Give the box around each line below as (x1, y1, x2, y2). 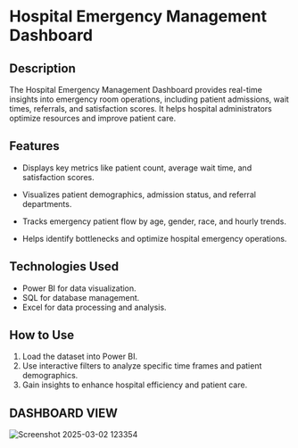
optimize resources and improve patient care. (9, 113, 177, 123)
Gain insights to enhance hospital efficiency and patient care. (21, 379, 248, 390)
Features (9, 138, 60, 153)
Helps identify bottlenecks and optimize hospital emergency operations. (21, 233, 287, 244)
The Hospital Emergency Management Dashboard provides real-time (9, 85, 263, 95)
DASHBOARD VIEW (9, 405, 119, 420)
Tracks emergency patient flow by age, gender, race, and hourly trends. (21, 216, 287, 227)
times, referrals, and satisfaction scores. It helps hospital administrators (9, 104, 272, 113)
